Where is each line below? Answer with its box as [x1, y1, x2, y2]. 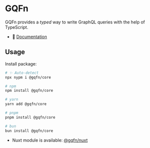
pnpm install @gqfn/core [5, 115, 56, 120]
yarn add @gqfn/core [5, 102, 47, 106]
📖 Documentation [12, 34, 47, 40]
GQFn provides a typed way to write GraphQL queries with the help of [5, 19, 145, 25]
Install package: [5, 61, 37, 66]
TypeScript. [5, 24, 28, 30]
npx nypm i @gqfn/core [5, 75, 51, 80]
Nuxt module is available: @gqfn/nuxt [12, 137, 88, 143]
